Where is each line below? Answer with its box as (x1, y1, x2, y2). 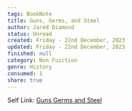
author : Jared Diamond (7, 23, 75, 31)
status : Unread (7, 30, 53, 38)
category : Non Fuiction (7, 57, 78, 64)
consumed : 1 (7, 70, 43, 77)
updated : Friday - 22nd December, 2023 (7, 43, 126, 51)
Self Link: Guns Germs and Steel (7, 96, 102, 105)
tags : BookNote (7, 10, 53, 18)
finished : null (7, 51, 53, 58)
